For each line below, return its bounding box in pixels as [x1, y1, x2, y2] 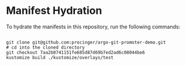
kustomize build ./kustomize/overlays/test [6, 54, 114, 60]
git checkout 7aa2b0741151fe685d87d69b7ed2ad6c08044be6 [6, 49, 145, 56]
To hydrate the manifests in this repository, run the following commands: [6, 23, 181, 30]
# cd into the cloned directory [6, 45, 85, 50]
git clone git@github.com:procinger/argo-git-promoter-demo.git [6, 39, 166, 45]
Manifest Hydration [6, 4, 102, 17]
